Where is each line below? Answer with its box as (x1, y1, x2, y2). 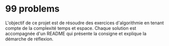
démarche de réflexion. (5, 36, 54, 42)
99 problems (5, 3, 60, 15)
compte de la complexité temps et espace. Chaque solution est (5, 25, 136, 31)
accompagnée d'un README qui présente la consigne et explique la (5, 30, 147, 36)
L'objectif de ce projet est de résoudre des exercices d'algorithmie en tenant (5, 20, 164, 26)
